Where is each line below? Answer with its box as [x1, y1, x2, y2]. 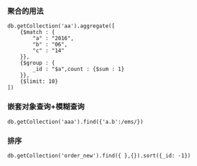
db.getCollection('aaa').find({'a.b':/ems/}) [7, 118, 143, 125]
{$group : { [20, 60, 55, 67]
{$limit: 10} [20, 78, 59, 85]
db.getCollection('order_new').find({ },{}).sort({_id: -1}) [7, 152, 191, 159]
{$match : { [20, 29, 55, 36]
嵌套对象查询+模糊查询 [7, 102, 85, 112]
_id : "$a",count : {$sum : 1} [32, 65, 125, 73]
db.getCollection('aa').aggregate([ [7, 23, 115, 30]
